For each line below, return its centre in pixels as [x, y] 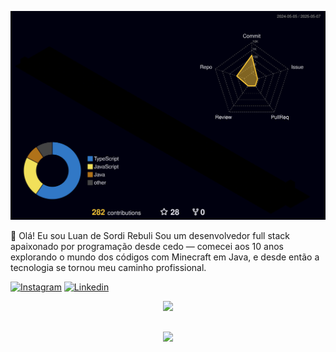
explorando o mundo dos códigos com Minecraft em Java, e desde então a [165, 257]
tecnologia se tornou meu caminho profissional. [108, 268]
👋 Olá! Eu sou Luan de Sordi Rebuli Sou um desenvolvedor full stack [150, 236]
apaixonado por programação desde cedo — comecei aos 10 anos [147, 247]
